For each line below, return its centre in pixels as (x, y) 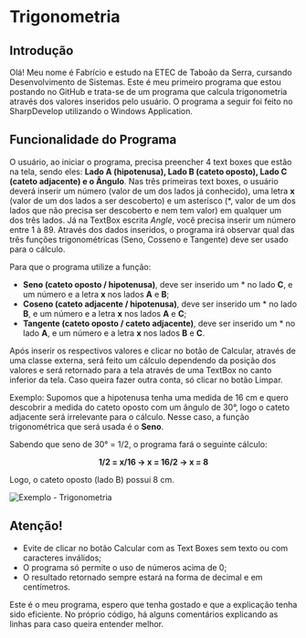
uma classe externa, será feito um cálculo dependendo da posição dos (143, 360)
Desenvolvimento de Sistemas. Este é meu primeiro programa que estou (145, 82)
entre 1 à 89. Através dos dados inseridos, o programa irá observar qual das (152, 229)
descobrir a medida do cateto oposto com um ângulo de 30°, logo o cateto (150, 407)
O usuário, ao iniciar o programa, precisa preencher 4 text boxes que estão (151, 162)
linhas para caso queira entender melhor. (87, 623)
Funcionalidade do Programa (93, 140)
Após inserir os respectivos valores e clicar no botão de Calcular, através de (153, 350)
